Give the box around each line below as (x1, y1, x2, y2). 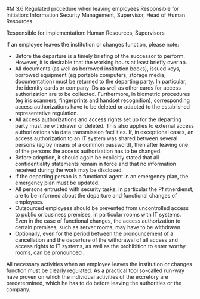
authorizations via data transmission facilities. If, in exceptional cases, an (14, 128, 194, 135)
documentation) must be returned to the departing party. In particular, (14, 78, 187, 85)
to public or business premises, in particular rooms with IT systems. (14, 211, 181, 218)
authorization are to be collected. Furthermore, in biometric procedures (14, 91, 190, 97)
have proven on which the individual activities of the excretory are (6, 273, 168, 280)
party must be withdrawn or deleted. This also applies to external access (14, 122, 194, 129)
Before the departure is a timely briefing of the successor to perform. (14, 53, 185, 59)
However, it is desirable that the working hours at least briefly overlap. (14, 59, 187, 66)
